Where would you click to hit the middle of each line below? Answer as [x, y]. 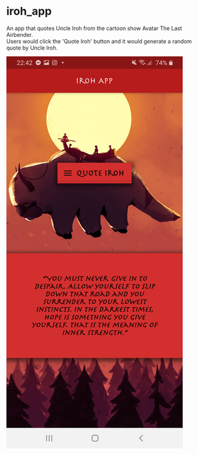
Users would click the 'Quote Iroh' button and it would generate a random [99, 41]
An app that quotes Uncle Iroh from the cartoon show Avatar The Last [94, 28]
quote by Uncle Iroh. [32, 48]
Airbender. [20, 34]
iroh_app [29, 11]
